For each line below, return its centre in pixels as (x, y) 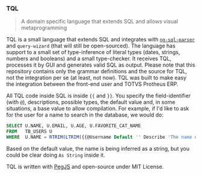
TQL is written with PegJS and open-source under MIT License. (85, 166)
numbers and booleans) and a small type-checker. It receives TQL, (89, 59)
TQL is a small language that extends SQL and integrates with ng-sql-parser (101, 40)
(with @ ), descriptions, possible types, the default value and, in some (91, 102)
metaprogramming (44, 28)
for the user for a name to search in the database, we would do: (85, 115)
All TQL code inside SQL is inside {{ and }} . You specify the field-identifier (99, 96)
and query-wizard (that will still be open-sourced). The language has (91, 46)
